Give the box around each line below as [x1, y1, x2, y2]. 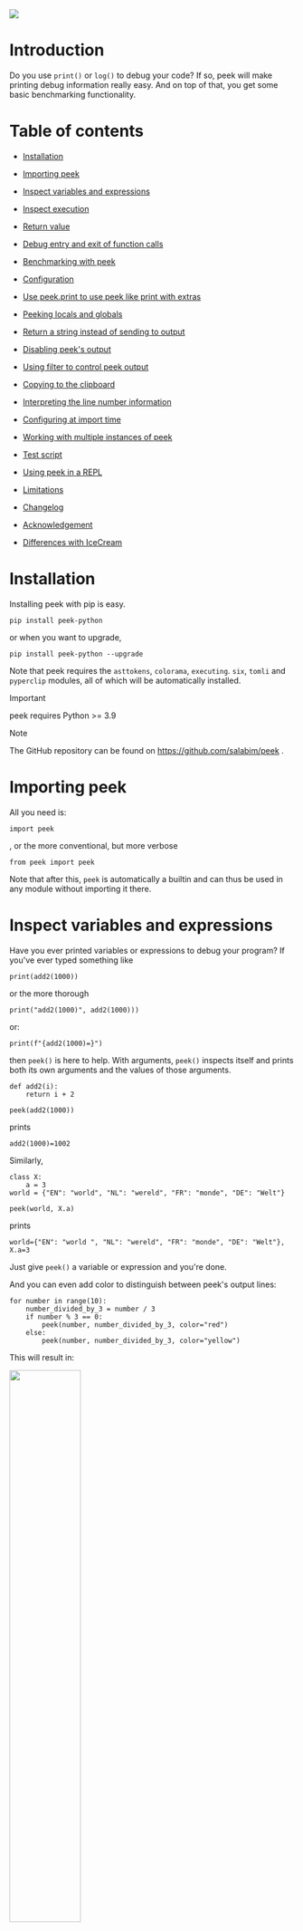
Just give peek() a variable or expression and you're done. [9, 1261, 228, 1272]
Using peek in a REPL [22, 466, 102, 477]
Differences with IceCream [22, 536, 123, 547]
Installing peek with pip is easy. [9, 598, 127, 610]
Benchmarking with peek [22, 255, 116, 266]
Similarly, [9, 1155, 43, 1166]
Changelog [22, 502, 64, 513]
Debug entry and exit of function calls [22, 238, 164, 249]
